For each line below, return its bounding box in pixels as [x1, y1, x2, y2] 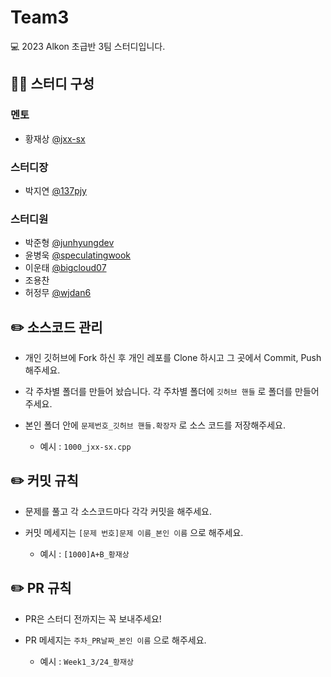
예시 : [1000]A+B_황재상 [39, 547, 130, 560]
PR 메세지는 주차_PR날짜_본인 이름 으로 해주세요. [24, 634, 207, 646]
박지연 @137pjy [24, 184, 87, 196]
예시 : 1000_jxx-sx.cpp [39, 441, 132, 453]
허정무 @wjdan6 [24, 287, 92, 299]
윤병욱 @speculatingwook [24, 249, 132, 261]
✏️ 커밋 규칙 [10, 472, 79, 490]
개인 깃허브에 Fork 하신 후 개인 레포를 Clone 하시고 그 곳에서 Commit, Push [24, 352, 322, 364]
